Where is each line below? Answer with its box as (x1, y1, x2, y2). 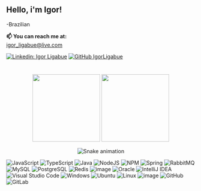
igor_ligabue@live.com (6, 41, 63, 48)
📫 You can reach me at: (6, 32, 67, 40)
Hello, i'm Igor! (6, 5, 62, 15)
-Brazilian (6, 20, 30, 28)
